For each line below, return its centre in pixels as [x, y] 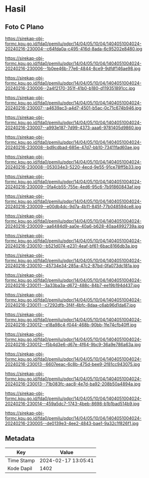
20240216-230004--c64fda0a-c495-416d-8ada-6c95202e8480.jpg [74, 49]
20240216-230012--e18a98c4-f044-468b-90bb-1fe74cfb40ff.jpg [71, 325]
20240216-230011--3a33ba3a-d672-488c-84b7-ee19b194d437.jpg [73, 285]
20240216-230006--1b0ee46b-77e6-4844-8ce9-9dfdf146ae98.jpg [73, 68]
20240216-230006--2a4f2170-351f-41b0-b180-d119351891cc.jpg [70, 88]
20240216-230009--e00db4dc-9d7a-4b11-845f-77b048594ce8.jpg [73, 206]
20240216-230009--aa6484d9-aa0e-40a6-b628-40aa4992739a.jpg [74, 226]
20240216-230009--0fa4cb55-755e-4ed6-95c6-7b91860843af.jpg [73, 187]
